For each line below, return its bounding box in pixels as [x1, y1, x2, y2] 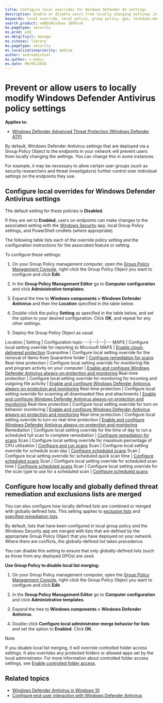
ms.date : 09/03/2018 [5, 61, 47, 66]
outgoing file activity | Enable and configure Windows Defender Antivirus [5, 380, 151, 386]
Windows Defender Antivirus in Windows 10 [12, 687, 100, 693]
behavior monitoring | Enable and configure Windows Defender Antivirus [5, 406, 150, 412]
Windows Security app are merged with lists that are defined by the [5, 528, 140, 534]
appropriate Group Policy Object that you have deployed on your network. [5, 533, 153, 539]
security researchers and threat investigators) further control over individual [5, 168, 157, 174]
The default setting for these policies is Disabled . [5, 208, 104, 214]
